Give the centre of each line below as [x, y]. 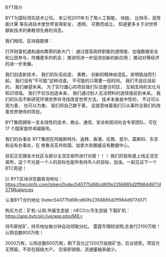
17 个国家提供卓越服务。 [30, 128]
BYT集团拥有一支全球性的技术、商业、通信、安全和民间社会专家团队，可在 [81, 122]
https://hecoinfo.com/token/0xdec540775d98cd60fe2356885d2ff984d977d [83, 184]
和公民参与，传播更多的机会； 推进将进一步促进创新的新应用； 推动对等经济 [82, 58]
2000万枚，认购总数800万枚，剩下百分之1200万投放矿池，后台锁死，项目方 [83, 243]
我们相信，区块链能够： [29, 41]
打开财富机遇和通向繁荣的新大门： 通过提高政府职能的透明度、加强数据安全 [82, 51]
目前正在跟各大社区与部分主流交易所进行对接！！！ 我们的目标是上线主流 [80, 156]
